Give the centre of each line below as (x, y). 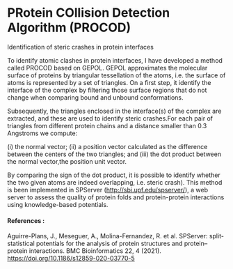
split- (217, 236)
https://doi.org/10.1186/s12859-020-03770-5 (71, 259)
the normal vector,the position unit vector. (67, 161)
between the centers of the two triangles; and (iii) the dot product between (114, 154)
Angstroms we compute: (42, 133)
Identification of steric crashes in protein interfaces (81, 47)
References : (26, 220)
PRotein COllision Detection (89, 13)
